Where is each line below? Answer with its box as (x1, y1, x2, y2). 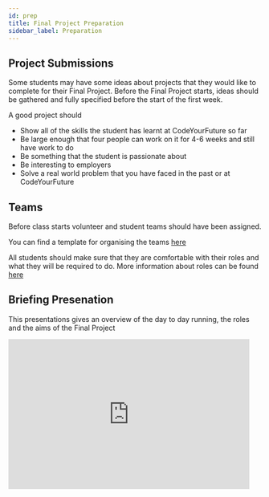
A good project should (8, 110, 82, 120)
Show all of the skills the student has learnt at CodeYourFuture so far (19, 126, 247, 136)
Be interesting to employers (19, 160, 112, 169)
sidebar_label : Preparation (8, 26, 103, 35)
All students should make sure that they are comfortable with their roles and (8, 253, 259, 262)
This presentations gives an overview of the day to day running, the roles (8, 314, 251, 324)
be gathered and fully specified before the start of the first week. (8, 95, 223, 104)
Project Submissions (8, 56, 114, 70)
